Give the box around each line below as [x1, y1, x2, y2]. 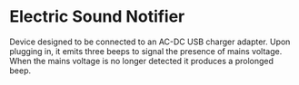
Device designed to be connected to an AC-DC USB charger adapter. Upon [9, 36, 291, 47]
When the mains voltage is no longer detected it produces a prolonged [9, 55, 274, 66]
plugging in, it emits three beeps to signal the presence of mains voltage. [9, 45, 283, 56]
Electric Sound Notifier [9, 6, 185, 27]
